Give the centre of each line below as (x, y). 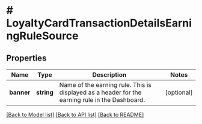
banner (20, 92)
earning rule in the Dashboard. (102, 100)
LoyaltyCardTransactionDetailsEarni (99, 23)
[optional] (179, 92)
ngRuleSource (43, 36)
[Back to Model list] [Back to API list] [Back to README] (75, 115)
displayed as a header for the (100, 92)
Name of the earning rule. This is (105, 85)
